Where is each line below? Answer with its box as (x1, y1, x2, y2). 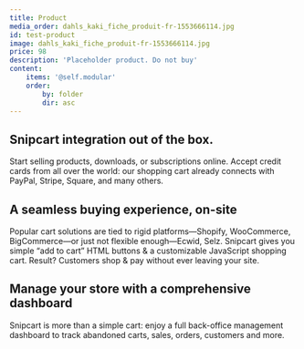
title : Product (9, 13, 68, 23)
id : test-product (9, 30, 76, 39)
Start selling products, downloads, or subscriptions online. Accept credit (9, 156, 281, 167)
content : (9, 65, 43, 74)
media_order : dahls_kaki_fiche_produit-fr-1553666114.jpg (9, 22, 235, 31)
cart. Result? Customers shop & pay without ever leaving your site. (9, 255, 260, 265)
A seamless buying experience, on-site (9, 201, 237, 217)
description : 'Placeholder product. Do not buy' (9, 56, 198, 65)
